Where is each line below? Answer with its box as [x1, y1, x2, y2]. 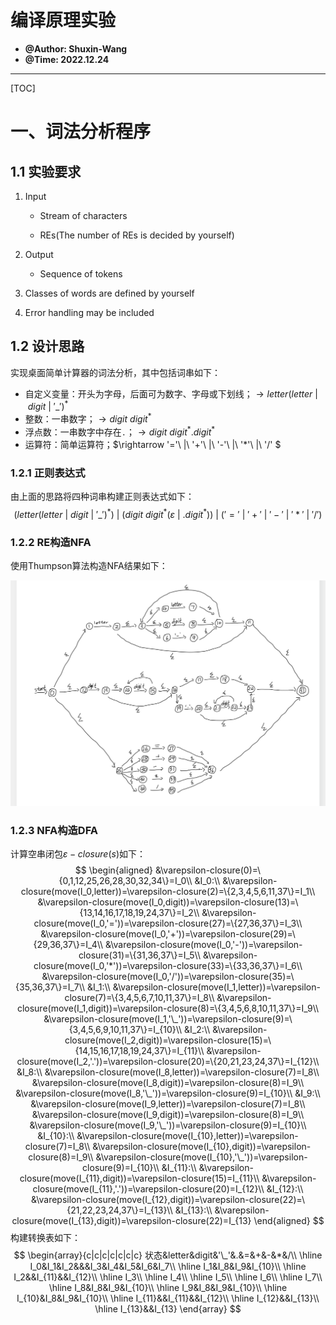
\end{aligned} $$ [253, 1215, 325, 1227]
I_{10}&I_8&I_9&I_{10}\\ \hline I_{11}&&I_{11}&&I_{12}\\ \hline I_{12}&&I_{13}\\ [16, 1292, 320, 1305]
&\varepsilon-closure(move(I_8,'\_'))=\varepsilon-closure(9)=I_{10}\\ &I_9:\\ [15, 1087, 321, 1100]
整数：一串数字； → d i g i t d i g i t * [24, 411, 152, 425]
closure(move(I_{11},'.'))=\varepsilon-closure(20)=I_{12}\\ [32, 1183, 265, 1195]
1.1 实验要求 [10, 163, 82, 180]
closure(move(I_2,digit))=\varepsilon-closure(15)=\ [64, 1034, 272, 1046]
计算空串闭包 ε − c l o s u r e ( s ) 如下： [10, 848, 146, 860]
